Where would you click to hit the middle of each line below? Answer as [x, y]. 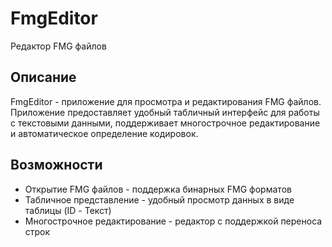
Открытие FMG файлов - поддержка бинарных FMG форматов [158, 189]
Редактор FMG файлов [58, 46]
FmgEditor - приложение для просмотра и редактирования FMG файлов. [166, 101]
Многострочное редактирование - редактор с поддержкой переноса [173, 221]
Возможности [56, 165]
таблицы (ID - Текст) [68, 210]
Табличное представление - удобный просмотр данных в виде [159, 199]
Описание [43, 77]
